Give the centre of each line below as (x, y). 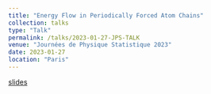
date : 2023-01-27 (37, 52)
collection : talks (38, 23)
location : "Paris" (38, 60)
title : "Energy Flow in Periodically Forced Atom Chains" (106, 15)
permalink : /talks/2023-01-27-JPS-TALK (74, 38)
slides (18, 82)
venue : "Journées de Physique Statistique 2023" (90, 45)
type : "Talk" (30, 30)
